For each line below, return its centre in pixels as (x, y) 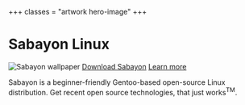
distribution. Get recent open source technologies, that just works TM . (123, 91)
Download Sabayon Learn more (134, 66)
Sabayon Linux (59, 44)
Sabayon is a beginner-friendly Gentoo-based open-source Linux (117, 82)
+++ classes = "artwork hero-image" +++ (78, 12)
